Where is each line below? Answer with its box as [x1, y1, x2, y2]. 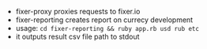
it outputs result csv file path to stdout [15, 32, 140, 41]
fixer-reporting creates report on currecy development [15, 15, 194, 24]
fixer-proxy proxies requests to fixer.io [15, 7, 141, 16]
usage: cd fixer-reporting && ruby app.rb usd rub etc [15, 24, 200, 32]
